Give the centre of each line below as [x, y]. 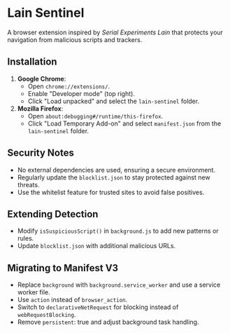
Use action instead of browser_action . [72, 300]
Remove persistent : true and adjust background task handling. [108, 322]
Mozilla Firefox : [40, 108]
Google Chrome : [42, 79]
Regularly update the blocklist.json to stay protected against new [114, 177]
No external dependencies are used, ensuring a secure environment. [116, 170]
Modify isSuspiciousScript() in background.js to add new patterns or [118, 231]
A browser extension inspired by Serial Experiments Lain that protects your [115, 32]
